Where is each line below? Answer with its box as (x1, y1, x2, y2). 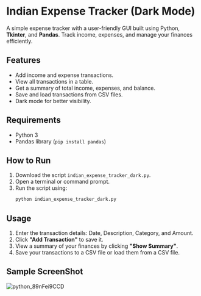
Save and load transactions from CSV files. (15, 90, 123, 98)
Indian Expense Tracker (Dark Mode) (6, 4, 196, 18)
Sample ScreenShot (6, 267, 83, 277)
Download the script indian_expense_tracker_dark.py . (15, 171, 151, 179)
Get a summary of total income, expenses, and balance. (15, 84, 156, 92)
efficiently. (6, 37, 33, 45)
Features (6, 55, 41, 65)
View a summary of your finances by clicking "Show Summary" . (15, 242, 178, 250)
